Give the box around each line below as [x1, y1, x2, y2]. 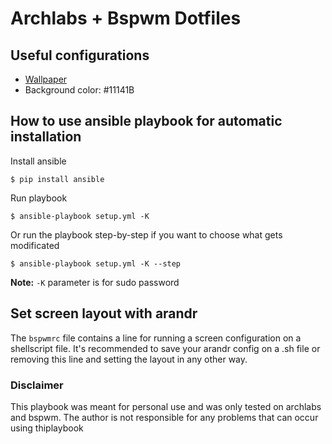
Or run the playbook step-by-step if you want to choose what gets [10, 228, 283, 241]
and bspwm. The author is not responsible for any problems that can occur [10, 411, 319, 423]
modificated [10, 239, 60, 251]
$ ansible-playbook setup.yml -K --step [10, 258, 182, 269]
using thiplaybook [10, 422, 84, 434]
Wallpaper [24, 73, 68, 85]
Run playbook [10, 192, 68, 204]
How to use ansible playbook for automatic [10, 113, 283, 130]
